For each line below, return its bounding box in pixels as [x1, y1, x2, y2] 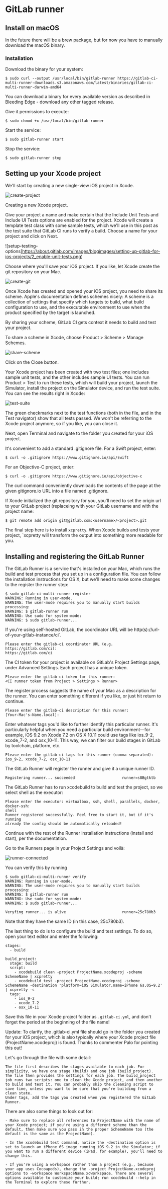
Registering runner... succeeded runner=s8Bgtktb [5, 775, 156, 780]
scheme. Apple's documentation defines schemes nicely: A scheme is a [5, 293, 154, 300]
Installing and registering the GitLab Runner [5, 552, 144, 561]
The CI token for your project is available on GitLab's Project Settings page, [5, 659, 160, 665]
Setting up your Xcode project [5, 169, 101, 178]
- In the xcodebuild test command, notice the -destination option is [5, 1140, 156, 1145]
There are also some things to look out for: [5, 1108, 93, 1114]
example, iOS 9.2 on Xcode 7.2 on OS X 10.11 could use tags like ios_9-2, [5, 732, 154, 738]
